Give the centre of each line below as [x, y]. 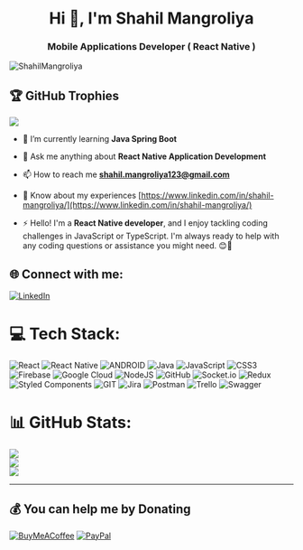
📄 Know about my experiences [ [82, 196]
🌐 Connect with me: [66, 274]
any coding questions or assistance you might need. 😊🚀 [127, 246]
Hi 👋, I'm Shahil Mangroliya [151, 19]
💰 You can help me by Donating [100, 509]
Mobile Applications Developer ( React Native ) [151, 47]
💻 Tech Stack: [65, 334]
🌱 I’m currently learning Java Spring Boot [100, 139]
